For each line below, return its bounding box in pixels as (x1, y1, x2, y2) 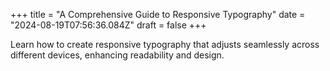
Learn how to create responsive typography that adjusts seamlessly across (10, 39, 320, 50)
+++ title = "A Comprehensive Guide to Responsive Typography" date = (10, 9, 306, 20)
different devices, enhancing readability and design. (10, 49, 225, 61)
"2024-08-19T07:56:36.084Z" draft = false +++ (10, 19, 207, 31)
